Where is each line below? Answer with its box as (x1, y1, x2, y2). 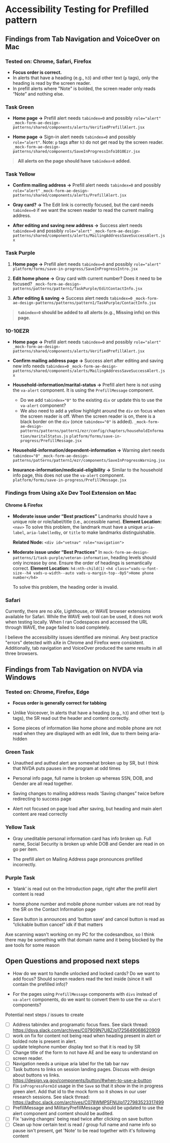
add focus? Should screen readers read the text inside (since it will (12, 975, 152, 981)
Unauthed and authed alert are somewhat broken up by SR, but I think (12, 760, 159, 766)
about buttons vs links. (12, 1072, 60, 1078)
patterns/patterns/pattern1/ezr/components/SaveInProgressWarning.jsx (12, 458, 165, 463)
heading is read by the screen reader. (12, 80, 91, 86)
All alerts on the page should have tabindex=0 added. (17, 158, 131, 164)
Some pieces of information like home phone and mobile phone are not (12, 725, 161, 731)
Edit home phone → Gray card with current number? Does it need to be (12, 275, 162, 281)
